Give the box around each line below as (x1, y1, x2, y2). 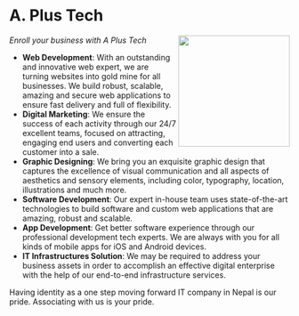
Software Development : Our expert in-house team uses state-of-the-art (21, 193, 288, 205)
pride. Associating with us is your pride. (9, 296, 155, 307)
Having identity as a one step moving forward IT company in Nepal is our (9, 287, 277, 297)
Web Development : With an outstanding (21, 52, 171, 62)
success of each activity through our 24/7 (21, 117, 176, 129)
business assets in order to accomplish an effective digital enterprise (21, 260, 276, 271)
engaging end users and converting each (21, 137, 174, 148)
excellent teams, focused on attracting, (21, 127, 166, 138)
